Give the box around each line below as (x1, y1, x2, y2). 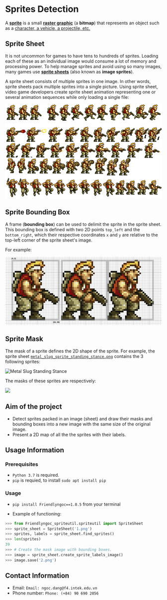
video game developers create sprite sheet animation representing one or (5, 88, 156, 95)
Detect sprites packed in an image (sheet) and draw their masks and (12, 416, 153, 422)
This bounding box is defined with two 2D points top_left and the (5, 226, 140, 232)
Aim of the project (5, 403, 62, 411)
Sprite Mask (5, 335, 43, 343)
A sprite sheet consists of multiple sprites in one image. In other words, (5, 78, 151, 84)
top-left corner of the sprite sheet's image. (5, 237, 93, 243)
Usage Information (5, 446, 65, 454)
